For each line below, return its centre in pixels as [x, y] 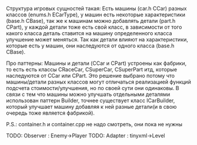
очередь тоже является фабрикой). [51, 113]
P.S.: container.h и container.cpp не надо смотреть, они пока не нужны [94, 124]
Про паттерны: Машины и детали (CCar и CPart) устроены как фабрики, [96, 63]
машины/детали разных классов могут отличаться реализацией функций [98, 82]
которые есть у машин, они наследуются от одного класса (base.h [90, 46]
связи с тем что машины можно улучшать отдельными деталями [88, 94]
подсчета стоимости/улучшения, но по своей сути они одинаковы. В [93, 88]
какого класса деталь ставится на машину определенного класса [89, 33]
